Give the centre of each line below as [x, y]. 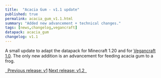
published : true [21, 14]
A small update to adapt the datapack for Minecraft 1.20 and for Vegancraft [80, 50]
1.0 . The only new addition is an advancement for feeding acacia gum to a [79, 56]
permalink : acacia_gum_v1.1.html [39, 19]
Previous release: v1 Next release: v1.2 [46, 70]
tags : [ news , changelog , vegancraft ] [41, 28]
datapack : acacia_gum [27, 32]
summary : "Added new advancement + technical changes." [63, 23]
